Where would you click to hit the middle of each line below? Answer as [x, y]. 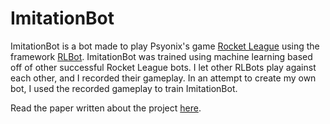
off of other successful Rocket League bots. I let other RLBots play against [163, 67]
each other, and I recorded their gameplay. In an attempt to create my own [163, 78]
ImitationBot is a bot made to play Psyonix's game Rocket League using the [165, 46]
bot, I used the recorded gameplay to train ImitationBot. [124, 88]
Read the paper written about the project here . [106, 108]
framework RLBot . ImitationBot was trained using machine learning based [161, 56]
